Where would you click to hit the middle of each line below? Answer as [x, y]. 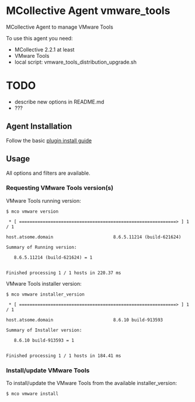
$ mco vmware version [32, 212]
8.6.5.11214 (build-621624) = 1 [53, 257]
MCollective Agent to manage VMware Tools [60, 27]
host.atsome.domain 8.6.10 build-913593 [85, 320]
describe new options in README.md [59, 102]
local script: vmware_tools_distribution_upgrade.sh [76, 62]
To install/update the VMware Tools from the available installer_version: [92, 383]
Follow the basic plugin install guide [49, 140]
